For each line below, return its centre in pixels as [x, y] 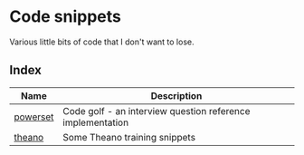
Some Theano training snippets [129, 137]
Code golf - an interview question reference [157, 111]
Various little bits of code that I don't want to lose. [102, 42]
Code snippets [66, 17]
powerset [34, 117]
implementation [96, 122]
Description [176, 95]
